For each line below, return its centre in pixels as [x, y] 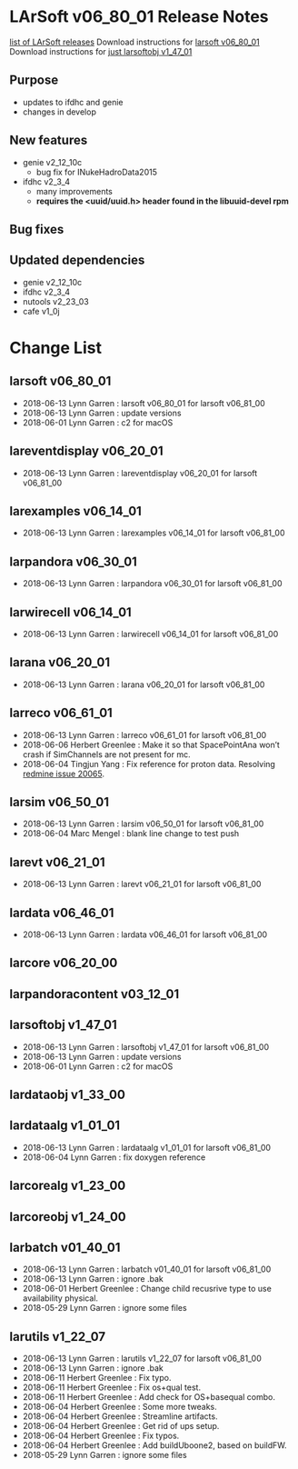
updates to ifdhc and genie [73, 102]
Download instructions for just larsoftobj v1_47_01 [101, 51]
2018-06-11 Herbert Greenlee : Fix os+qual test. [112, 1387]
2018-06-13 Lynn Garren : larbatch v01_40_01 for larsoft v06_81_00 [147, 1269]
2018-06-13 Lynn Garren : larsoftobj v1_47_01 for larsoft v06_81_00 [146, 1046]
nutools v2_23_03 [55, 301]
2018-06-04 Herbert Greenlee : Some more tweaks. [120, 1407]
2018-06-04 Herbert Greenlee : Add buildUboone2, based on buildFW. [155, 1445]
